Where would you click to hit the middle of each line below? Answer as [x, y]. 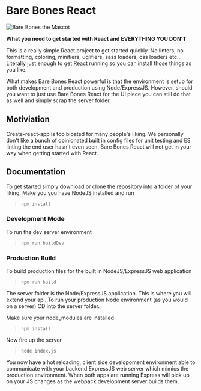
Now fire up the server [34, 340]
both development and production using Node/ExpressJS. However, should [99, 87]
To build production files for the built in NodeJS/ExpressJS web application [99, 271]
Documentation [36, 172]
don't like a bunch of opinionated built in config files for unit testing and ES [98, 140]
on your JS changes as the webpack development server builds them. [93, 381]
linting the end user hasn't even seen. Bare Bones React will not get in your [99, 146]
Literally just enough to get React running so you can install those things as [99, 63]
